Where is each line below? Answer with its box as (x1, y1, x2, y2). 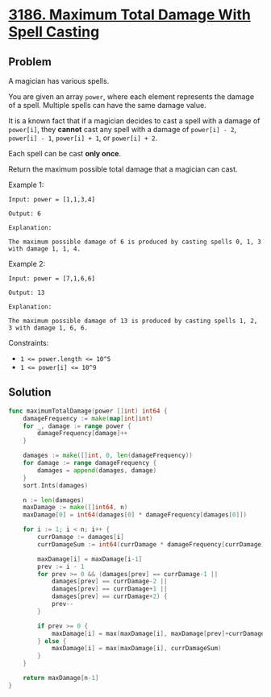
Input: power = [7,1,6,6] (8, 275, 95, 283)
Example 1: (8, 180, 44, 189)
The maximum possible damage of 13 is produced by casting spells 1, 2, (8, 317, 258, 325)
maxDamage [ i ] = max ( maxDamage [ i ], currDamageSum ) (51, 645, 222, 653)
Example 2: (8, 259, 46, 268)
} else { (37, 637, 67, 645)
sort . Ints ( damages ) (23, 481, 89, 489)
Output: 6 (8, 210, 42, 218)
